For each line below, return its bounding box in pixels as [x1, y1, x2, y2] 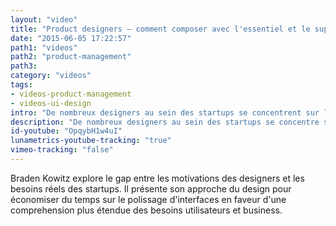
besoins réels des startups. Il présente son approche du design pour [10, 182, 292, 195]
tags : [10, 80, 33, 90]
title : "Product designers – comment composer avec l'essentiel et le [10, 24, 311, 34]
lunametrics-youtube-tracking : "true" [10, 136, 172, 146]
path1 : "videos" [10, 42, 78, 53]
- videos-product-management [10, 89, 132, 99]
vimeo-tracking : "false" [10, 145, 114, 155]
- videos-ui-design [10, 98, 92, 108]
